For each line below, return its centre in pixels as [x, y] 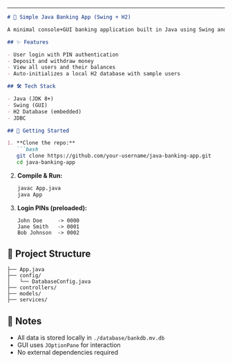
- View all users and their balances [61, 67]
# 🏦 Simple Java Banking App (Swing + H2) [69, 17]
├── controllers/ [32, 288]
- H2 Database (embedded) [44, 111]
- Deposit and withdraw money [51, 61]
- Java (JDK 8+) [30, 99]
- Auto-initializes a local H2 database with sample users [94, 74]
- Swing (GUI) [28, 105]
